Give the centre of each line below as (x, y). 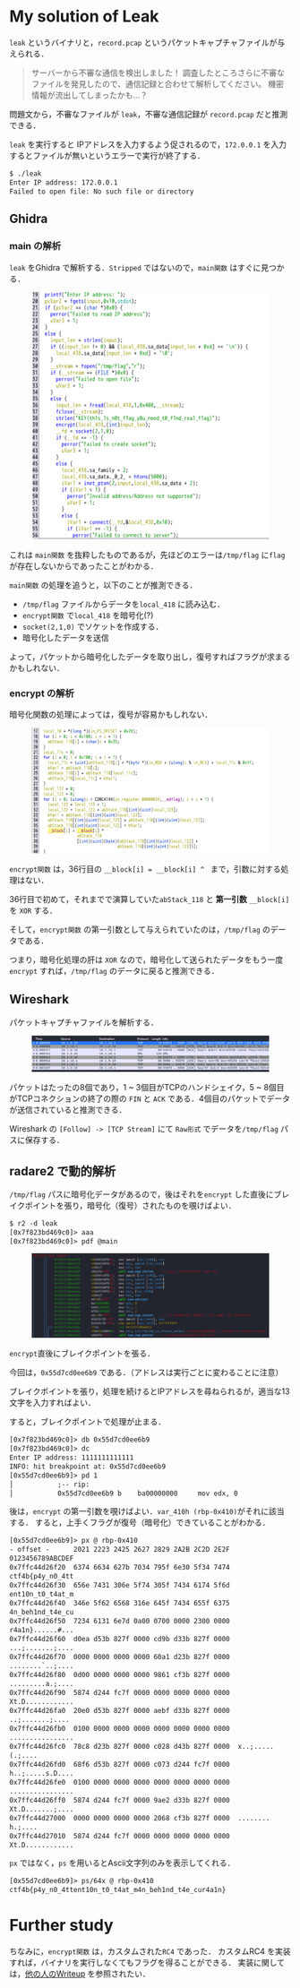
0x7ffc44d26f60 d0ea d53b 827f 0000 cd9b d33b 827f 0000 (120, 1639)
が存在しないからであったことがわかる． (84, 565)
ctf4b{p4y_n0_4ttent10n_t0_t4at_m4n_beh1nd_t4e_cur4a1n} (118, 1889)
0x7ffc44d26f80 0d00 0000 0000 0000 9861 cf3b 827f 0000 (120, 1674)
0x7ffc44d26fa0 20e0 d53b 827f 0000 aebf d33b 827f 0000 (120, 1710)
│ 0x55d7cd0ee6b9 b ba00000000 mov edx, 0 (124, 1493)
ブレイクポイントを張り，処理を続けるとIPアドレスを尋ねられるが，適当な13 (150, 1391)
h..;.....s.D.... (42, 1773)
